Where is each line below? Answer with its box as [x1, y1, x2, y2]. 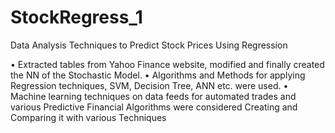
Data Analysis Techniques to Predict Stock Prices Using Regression [10, 39, 288, 51]
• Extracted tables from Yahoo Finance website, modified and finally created [10, 58, 325, 70]
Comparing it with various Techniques [10, 111, 167, 123]
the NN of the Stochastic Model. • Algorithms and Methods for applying [10, 69, 306, 81]
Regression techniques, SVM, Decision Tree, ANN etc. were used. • [10, 79, 289, 91]
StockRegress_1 [10, 6, 143, 29]
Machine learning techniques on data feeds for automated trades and [10, 90, 297, 102]
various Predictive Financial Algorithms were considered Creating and [10, 101, 298, 113]
